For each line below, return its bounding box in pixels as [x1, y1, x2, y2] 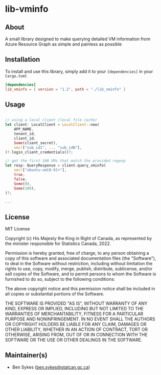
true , [14, 172, 25, 177]
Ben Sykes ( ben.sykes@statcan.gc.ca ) [12, 364, 91, 370]
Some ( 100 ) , [14, 186, 36, 191]
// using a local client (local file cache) [5, 118, 97, 123]
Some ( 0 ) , [14, 181, 32, 186]
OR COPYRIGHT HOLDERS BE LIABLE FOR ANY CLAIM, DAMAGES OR [5, 321, 147, 327]
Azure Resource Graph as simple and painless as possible [5, 41, 122, 47]
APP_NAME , [14, 127, 34, 132]
